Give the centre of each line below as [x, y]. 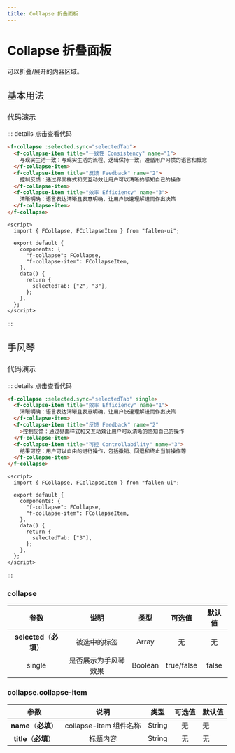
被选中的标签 [97, 642]
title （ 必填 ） [34, 738]
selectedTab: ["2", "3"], [70, 286]
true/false [181, 665]
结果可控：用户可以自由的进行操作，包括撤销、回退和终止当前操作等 [103, 451]
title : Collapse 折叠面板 [43, 14]
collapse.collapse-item [47, 693]
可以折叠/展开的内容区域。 [45, 71]
